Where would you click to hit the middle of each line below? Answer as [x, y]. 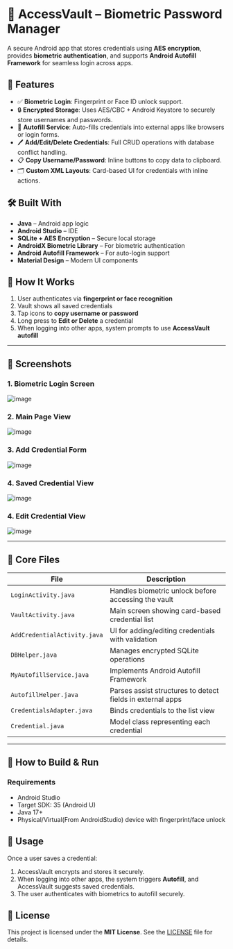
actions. [28, 180]
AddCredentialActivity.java [57, 635]
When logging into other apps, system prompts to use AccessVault [113, 328]
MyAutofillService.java [50, 675]
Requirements [32, 782]
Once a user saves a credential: [52, 858]
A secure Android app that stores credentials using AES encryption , [105, 48]
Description [166, 579]
